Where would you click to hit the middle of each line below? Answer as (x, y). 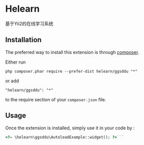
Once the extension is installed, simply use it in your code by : (70, 128)
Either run (16, 62)
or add (12, 81)
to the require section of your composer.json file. (56, 99)
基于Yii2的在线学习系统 (29, 23)
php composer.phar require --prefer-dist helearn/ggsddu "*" (71, 71)
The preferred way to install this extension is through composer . (72, 52)
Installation (23, 40)
